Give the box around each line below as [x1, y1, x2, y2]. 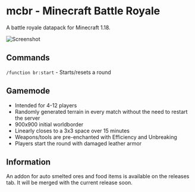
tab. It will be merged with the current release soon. [6, 179, 133, 186]
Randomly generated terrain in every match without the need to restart [14, 108, 188, 115]
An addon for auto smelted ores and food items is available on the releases [6, 173, 190, 180]
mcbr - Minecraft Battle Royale [6, 4, 161, 18]
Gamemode [6, 86, 51, 96]
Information [6, 157, 51, 167]
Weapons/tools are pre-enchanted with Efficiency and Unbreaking [14, 133, 177, 141]
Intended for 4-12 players [14, 101, 77, 109]
